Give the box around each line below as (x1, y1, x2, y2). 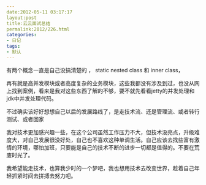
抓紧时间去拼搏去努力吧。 (11, 172, 77, 179)
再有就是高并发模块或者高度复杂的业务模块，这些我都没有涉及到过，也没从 (6, 79, 194, 86)
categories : (6, 32, 37, 38)
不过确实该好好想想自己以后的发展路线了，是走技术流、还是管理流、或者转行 (6, 108, 200, 115)
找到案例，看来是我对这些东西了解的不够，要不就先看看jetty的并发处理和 (11, 87, 195, 94)
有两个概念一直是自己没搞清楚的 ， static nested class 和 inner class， (6, 66, 184, 74)
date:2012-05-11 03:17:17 (6, 9, 72, 15)
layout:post (6, 15, 37, 21)
